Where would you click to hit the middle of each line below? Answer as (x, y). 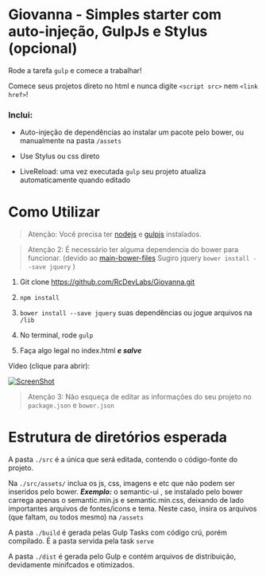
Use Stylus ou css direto (60, 156)
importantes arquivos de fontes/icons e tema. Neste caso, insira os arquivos (133, 509)
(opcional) (43, 49)
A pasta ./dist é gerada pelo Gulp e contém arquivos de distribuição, (122, 557)
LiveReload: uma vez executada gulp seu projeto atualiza (113, 172)
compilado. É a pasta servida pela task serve (81, 541)
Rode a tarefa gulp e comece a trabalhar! (75, 70)
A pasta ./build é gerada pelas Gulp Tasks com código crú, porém (118, 533)
